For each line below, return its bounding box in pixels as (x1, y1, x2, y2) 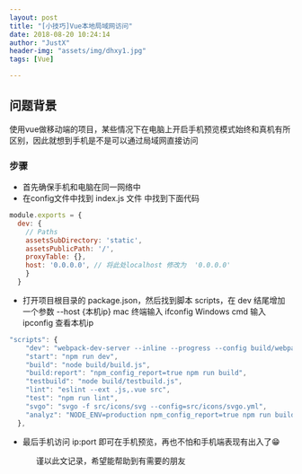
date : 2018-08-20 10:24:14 (9, 30, 111, 39)
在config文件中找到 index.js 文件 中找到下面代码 (22, 193, 200, 204)
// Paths (25, 227, 58, 236)
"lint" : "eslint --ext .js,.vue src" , (25, 385, 171, 395)
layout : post (9, 13, 58, 22)
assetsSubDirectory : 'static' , (25, 235, 143, 245)
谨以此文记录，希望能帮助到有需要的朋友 (35, 455, 186, 466)
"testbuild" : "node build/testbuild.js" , (25, 377, 182, 386)
